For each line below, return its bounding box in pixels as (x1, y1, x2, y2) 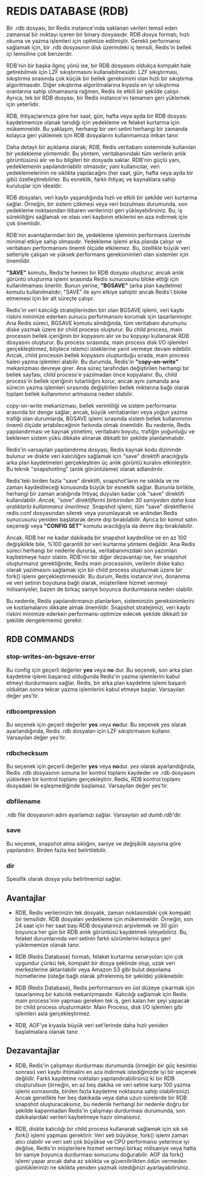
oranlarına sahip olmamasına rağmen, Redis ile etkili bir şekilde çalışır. (6, 87, 181, 95)
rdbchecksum (6, 749, 48, 757)
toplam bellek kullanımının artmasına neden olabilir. (6, 390, 134, 397)
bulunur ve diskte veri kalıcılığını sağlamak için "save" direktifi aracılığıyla (6, 452, 188, 459)
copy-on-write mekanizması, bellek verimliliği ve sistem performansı (6, 402, 177, 409)
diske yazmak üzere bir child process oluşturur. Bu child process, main (6, 326, 183, 333)
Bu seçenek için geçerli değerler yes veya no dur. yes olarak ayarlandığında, (6, 763, 196, 770)
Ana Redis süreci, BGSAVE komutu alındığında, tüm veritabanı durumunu (6, 319, 187, 326)
